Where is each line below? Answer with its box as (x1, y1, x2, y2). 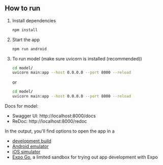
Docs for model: (5, 103, 39, 109)
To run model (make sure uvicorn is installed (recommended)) (12, 55, 142, 61)
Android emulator (12, 143, 49, 149)
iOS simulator (12, 149, 41, 155)
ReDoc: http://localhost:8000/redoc (12, 118, 87, 124)
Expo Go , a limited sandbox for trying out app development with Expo (12, 154, 158, 160)
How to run (5, 4, 41, 13)
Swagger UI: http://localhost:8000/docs (12, 113, 96, 119)
